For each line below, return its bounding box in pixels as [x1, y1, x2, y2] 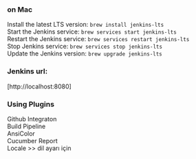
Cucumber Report [7, 136, 58, 145]
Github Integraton [7, 114, 57, 123]
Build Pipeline [7, 122, 46, 130]
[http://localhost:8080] [7, 82, 72, 90]
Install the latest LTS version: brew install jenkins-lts [7, 21, 164, 29]
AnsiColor [7, 129, 36, 138]
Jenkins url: [7, 66, 48, 76]
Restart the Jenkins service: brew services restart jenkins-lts [7, 35, 190, 43]
